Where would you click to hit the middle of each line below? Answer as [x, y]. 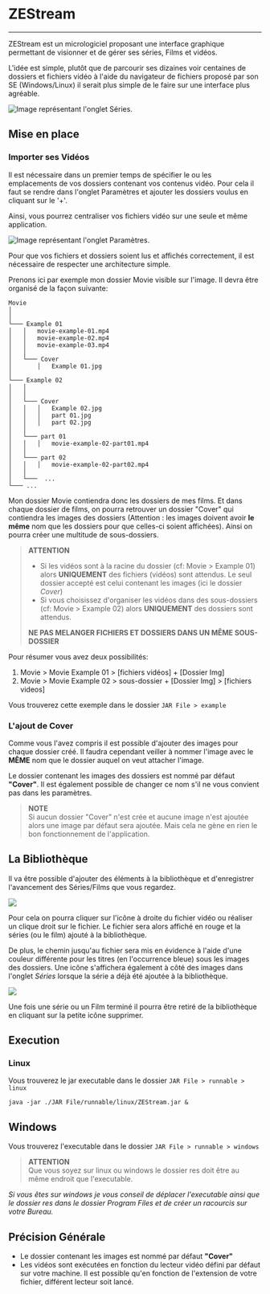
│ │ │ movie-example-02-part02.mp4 [79, 464]
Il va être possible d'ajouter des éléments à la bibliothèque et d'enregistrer [131, 878]
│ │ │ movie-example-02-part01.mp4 [79, 443]
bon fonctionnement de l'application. [89, 834]
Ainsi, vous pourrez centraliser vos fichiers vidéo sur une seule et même [128, 216]
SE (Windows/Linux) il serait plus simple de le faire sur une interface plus [129, 84]
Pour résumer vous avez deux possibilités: [78, 656]
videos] [33, 689]
